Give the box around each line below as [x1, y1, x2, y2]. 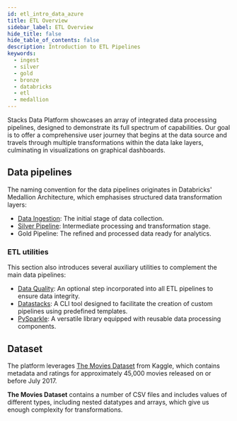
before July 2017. [7, 376, 57, 385]
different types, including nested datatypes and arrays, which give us [7, 398, 209, 406]
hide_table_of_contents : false [7, 37, 100, 44]
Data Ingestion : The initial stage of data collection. [17, 214, 164, 222]
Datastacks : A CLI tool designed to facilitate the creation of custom [17, 300, 214, 308]
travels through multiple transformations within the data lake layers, [7, 138, 204, 146]
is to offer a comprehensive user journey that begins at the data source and [7, 131, 228, 139]
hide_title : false [7, 30, 62, 38]
